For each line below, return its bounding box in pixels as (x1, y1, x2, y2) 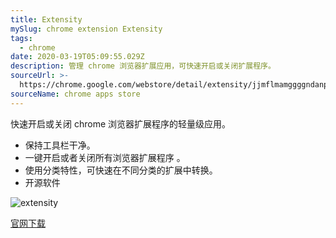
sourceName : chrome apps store (10, 89, 141, 99)
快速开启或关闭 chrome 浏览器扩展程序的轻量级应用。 (10, 117, 232, 130)
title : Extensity (10, 14, 83, 25)
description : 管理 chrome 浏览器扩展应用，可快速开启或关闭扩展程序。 (10, 61, 276, 71)
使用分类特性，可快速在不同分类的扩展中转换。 (24, 164, 218, 176)
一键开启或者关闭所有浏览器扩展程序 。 (24, 151, 186, 163)
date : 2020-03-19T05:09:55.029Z (10, 52, 145, 62)
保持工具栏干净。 (24, 139, 96, 151)
